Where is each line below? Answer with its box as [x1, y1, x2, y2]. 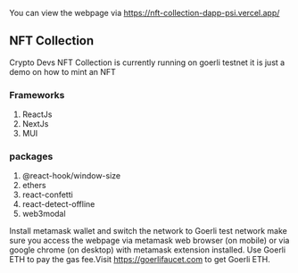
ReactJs [21, 109, 53, 120]
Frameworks [9, 88, 65, 101]
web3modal [21, 209, 66, 219]
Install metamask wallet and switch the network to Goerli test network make [9, 226, 288, 236]
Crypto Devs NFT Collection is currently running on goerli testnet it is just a [9, 57, 286, 68]
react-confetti [21, 189, 73, 200]
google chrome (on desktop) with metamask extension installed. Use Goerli [9, 244, 286, 255]
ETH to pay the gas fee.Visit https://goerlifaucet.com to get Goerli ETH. [9, 254, 270, 265]
